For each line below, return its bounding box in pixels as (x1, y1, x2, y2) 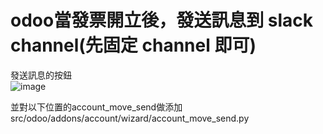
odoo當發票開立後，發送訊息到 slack (10, 9, 314, 32)
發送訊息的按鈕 (10, 69, 72, 81)
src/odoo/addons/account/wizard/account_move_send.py (10, 112, 250, 124)
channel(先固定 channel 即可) (10, 34, 257, 57)
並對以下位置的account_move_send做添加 (10, 101, 183, 113)
